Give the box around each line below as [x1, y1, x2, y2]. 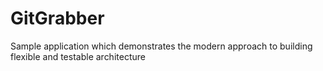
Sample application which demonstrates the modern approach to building [10, 40, 313, 52]
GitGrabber [10, 7, 105, 30]
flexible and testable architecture [10, 50, 146, 62]
